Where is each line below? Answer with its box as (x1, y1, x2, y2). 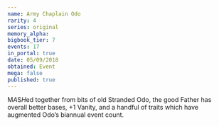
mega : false (7, 69, 43, 76)
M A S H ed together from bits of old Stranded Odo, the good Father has (7, 96, 212, 104)
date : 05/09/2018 (7, 57, 59, 64)
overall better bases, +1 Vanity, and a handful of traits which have (7, 103, 199, 112)
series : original (7, 23, 59, 30)
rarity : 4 (7, 17, 37, 24)
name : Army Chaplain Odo (7, 10, 81, 18)
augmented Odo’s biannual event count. (7, 110, 124, 119)
